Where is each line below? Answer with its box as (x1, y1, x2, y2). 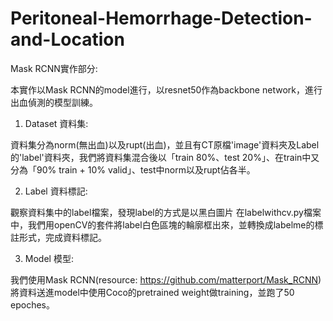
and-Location (10, 28, 125, 51)
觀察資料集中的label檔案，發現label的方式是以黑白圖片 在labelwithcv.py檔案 (10, 206, 322, 218)
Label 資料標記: (24, 185, 88, 197)
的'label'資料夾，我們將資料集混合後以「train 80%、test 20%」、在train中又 (10, 151, 320, 163)
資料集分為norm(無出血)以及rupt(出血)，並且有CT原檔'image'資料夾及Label (10, 138, 320, 151)
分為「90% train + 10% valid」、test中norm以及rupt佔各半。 (10, 163, 256, 176)
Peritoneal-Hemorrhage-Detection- (10, 7, 313, 30)
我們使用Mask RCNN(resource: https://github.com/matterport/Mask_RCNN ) (10, 273, 322, 286)
